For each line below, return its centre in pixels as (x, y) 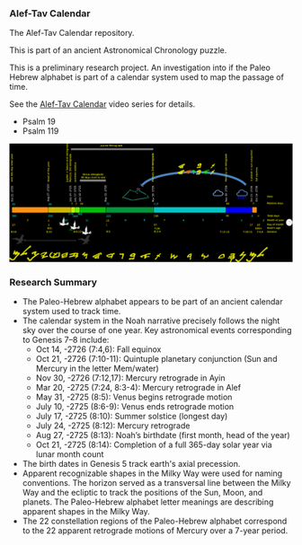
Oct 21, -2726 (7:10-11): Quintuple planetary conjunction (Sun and (156, 359)
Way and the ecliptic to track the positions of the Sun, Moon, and (142, 493)
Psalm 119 (40, 131)
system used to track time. (71, 312)
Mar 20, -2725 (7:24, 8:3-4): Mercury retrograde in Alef (138, 388)
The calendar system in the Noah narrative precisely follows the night (151, 321)
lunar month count (70, 454)
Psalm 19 (39, 122)
